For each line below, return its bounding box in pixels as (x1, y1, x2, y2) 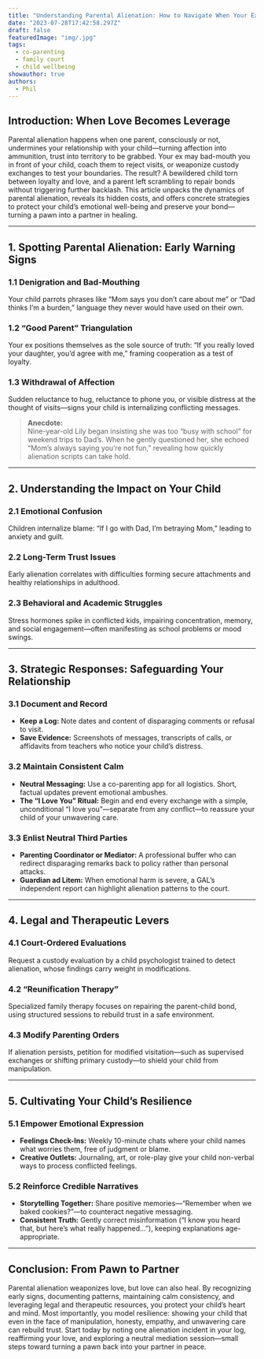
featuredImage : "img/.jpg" (8, 33, 97, 42)
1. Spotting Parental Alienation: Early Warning (8, 240, 236, 254)
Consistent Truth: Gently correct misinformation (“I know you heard (19, 1216, 240, 1225)
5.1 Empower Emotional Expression (8, 1118, 144, 1129)
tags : (8, 41, 26, 49)
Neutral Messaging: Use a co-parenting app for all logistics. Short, (19, 779, 237, 788)
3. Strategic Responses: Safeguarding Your (8, 663, 224, 676)
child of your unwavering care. (19, 813, 119, 822)
